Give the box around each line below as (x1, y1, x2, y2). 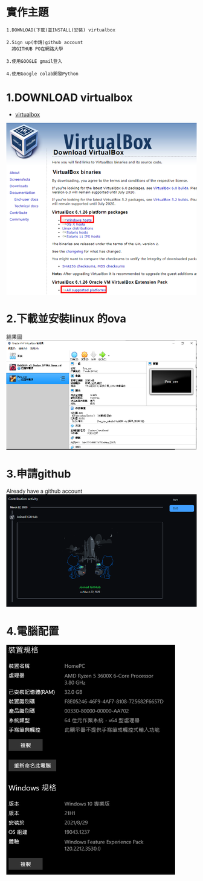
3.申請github (6, 467, 71, 481)
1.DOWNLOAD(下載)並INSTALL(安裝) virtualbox (6, 27, 116, 33)
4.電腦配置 (6, 624, 59, 638)
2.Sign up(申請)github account (6, 39, 83, 45)
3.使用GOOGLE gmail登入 (6, 58, 62, 64)
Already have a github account (6, 487, 83, 495)
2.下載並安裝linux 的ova (6, 312, 127, 326)
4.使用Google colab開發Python (6, 71, 79, 77)
